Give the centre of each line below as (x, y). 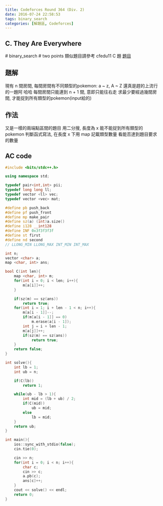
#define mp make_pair (27, 217)
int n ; (12, 253)
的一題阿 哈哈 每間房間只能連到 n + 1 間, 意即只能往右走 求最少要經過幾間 (79, 92)
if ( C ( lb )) (24, 381)
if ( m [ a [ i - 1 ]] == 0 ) (45, 317)
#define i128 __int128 (28, 226)
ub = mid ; (41, 408)
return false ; (28, 349)
